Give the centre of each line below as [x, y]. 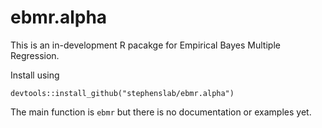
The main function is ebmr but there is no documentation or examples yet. [161, 112]
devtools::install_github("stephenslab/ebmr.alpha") [122, 93]
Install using [35, 75]
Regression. [35, 55]
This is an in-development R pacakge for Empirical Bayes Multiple [145, 45]
